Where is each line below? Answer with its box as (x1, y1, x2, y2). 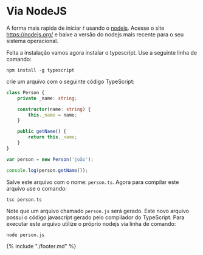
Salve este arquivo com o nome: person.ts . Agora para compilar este (6, 178, 179, 186)
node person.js (6, 232, 45, 238)
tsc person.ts (6, 196, 43, 203)
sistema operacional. (6, 37, 59, 44)
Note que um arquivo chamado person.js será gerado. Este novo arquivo (6, 207, 190, 214)
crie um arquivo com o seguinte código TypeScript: (6, 78, 135, 85)
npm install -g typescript (6, 67, 75, 73)
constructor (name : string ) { (17, 106, 91, 112)
